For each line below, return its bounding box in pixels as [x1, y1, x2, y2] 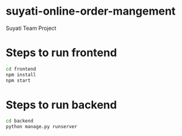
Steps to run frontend [6, 46, 117, 60]
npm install [6, 71, 36, 77]
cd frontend [6, 66, 36, 72]
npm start [6, 77, 31, 84]
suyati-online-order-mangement [6, 4, 176, 18]
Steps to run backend [6, 98, 117, 112]
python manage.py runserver [6, 124, 78, 130]
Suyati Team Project [6, 24, 56, 32]
